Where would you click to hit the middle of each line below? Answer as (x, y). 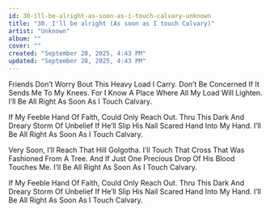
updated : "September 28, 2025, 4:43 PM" (78, 62)
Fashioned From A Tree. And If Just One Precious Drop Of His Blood (122, 158)
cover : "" (25, 46)
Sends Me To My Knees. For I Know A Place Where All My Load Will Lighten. (135, 92)
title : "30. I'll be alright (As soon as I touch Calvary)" (112, 23)
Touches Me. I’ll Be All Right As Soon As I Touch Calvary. (103, 167)
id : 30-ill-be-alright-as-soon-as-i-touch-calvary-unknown (110, 16)
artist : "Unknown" (39, 31)
